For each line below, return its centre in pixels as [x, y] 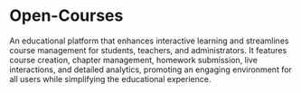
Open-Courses [66, 16]
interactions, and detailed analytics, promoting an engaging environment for [150, 70]
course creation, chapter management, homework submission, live [133, 60]
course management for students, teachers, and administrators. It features [148, 50]
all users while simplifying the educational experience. [110, 79]
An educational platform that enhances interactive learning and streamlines [149, 41]
